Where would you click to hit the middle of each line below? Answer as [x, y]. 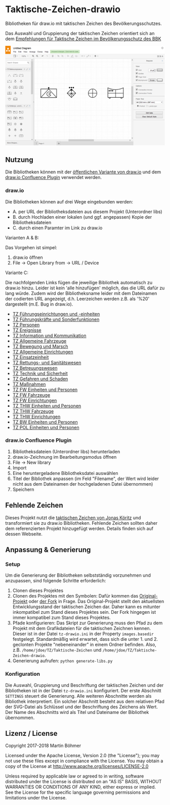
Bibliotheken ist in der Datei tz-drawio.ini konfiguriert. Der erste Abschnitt [83, 691]
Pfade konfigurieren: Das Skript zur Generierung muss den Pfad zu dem [88, 623]
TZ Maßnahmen [29, 384]
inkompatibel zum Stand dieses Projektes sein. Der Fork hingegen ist [84, 612]
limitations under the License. [36, 798]
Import [19, 468]
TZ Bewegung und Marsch [40, 346]
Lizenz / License [31, 734]
